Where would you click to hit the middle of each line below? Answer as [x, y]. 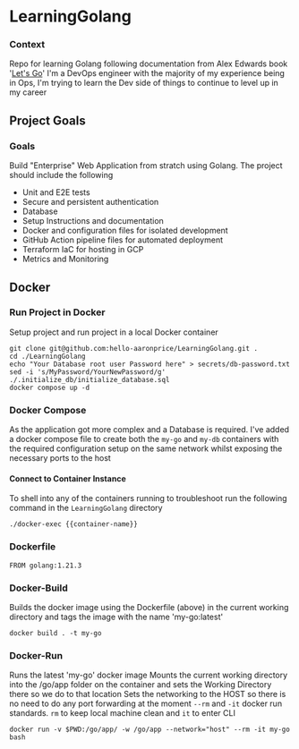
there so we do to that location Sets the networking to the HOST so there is [148, 694]
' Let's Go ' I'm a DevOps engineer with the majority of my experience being [147, 73]
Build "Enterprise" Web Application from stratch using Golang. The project [146, 166]
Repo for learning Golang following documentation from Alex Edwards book [149, 64]
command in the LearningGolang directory [86, 508]
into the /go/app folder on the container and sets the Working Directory [141, 685]
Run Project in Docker [57, 312]
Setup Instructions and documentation [93, 221]
